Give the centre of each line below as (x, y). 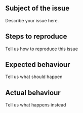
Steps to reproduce (36, 37)
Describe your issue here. (32, 20)
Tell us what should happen (34, 77)
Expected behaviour (38, 65)
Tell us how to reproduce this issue (42, 49)
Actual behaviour (33, 92)
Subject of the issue (37, 8)
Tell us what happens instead (36, 105)
